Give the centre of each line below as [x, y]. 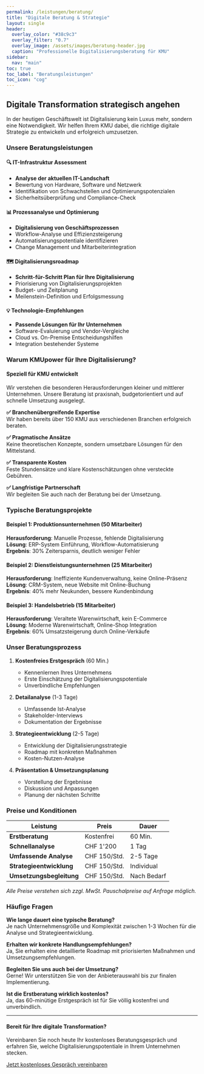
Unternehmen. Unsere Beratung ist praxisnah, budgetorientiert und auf [95, 394]
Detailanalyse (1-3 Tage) [46, 697]
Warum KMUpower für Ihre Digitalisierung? [71, 359]
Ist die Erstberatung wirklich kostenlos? [58, 994]
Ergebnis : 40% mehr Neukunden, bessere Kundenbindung [80, 591]
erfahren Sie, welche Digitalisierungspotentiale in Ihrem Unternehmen [93, 1047]
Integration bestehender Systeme [57, 343]
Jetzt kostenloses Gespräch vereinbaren [57, 1065]
